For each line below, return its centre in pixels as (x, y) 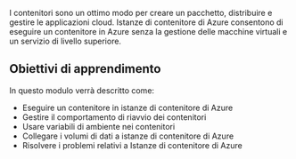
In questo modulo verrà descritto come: (82, 90)
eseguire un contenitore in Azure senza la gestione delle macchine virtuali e (148, 32)
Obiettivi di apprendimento (85, 69)
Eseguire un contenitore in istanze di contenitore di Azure (127, 107)
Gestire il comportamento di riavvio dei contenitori (114, 117)
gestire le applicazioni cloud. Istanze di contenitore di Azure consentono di (146, 22)
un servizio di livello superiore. (66, 41)
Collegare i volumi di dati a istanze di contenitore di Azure (128, 136)
